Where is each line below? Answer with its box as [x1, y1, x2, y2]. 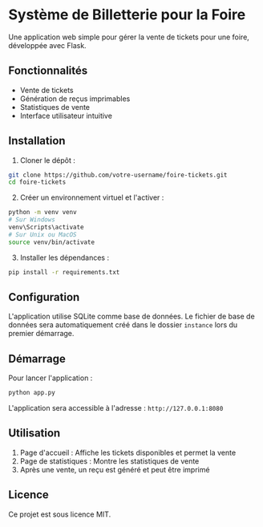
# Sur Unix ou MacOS [8, 230, 78, 238]
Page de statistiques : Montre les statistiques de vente [19, 456, 200, 466]
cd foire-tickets [8, 178, 67, 186]
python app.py [8, 389, 56, 397]
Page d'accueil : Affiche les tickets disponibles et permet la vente [19, 448, 237, 457]
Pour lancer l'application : [8, 373, 93, 383]
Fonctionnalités [8, 64, 88, 78]
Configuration [8, 290, 80, 304]
